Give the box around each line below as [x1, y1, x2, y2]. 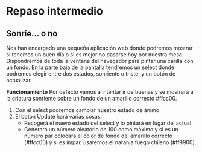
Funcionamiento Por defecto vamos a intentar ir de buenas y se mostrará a [6, 88, 194, 95]
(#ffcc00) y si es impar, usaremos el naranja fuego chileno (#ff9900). [24, 139, 197, 146]
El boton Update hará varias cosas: [14, 113, 103, 120]
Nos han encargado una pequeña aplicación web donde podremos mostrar [6, 44, 193, 51]
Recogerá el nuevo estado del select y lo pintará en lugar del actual [24, 119, 192, 127]
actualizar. [6, 77, 32, 84]
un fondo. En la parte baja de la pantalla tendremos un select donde [6, 64, 175, 71]
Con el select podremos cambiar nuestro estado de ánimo [14, 107, 160, 113]
